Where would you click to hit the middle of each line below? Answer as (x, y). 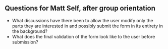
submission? (25, 42)
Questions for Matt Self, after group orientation (80, 8)
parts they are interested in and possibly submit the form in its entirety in (88, 26)
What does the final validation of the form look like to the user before (83, 36)
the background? (30, 31)
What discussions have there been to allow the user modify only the (82, 20)
